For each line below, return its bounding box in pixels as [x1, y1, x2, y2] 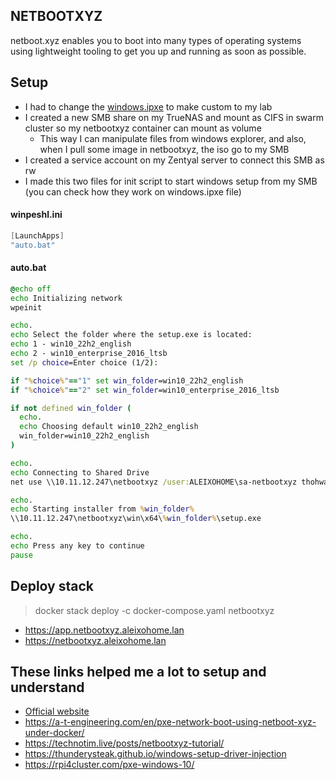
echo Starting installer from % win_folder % [10, 504, 195, 514]
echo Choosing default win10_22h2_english [19, 422, 199, 432]
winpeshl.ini [10, 209, 63, 221]
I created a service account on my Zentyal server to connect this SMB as [24, 154, 325, 166]
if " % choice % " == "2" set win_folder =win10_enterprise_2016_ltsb [10, 385, 280, 395]
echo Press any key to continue [10, 541, 145, 551]
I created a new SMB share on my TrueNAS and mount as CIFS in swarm [24, 111, 324, 123]
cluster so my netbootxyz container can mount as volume [24, 122, 262, 134]
